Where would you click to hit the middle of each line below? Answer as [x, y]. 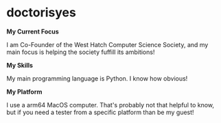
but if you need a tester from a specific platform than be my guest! [100, 112]
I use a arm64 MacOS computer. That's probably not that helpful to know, [110, 105]
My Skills [20, 65]
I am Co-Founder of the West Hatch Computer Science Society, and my [107, 44]
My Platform [24, 92]
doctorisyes [41, 13]
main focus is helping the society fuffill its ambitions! [81, 52]
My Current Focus [33, 31]
